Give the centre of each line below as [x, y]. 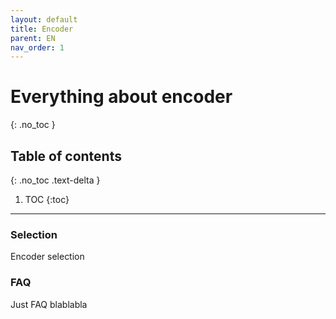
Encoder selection [47, 257]
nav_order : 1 [37, 47]
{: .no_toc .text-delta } [55, 180]
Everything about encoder [121, 97]
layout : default [44, 19]
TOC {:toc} [47, 199]
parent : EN [33, 38]
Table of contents [66, 156]
